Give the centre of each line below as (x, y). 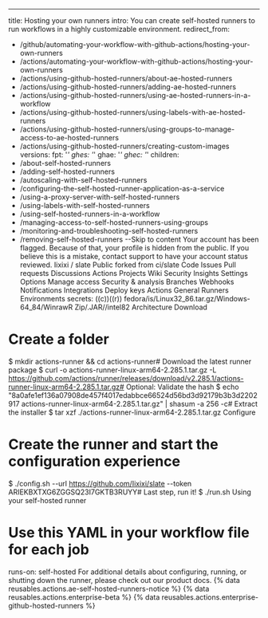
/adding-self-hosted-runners (67, 171)
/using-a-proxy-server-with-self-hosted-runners (100, 197)
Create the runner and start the (113, 445)
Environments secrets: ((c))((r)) (71, 299)
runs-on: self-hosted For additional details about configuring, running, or (128, 572)
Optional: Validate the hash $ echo (183, 387)
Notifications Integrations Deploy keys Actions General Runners (124, 290)
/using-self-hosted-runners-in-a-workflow (90, 214)
